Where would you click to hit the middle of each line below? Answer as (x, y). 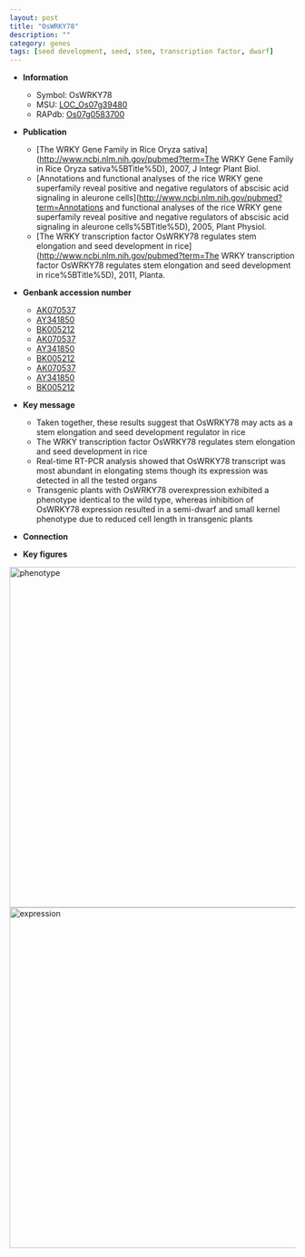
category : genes (40, 43)
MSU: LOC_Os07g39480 (82, 104)
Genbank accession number (77, 292)
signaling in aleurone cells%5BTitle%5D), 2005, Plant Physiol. (151, 227)
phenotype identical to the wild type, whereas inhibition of (145, 500)
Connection (45, 537)
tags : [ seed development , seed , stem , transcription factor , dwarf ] (142, 52)
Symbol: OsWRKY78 (74, 95)
